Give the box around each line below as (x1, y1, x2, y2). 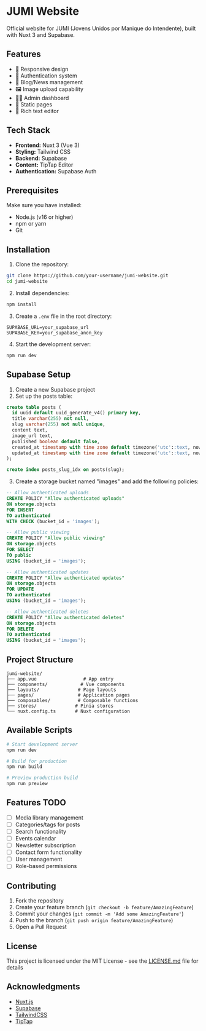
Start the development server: (15, 340, 91, 348)
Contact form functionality (15, 848, 82, 856)
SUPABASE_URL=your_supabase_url (6, 324, 89, 330)
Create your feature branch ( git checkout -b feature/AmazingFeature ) (15, 904, 194, 911)
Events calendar (15, 835, 56, 842)
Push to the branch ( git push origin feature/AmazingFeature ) (15, 917, 174, 924)
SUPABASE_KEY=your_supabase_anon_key (6, 330, 103, 336)
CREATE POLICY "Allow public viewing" (6, 535, 105, 542)
